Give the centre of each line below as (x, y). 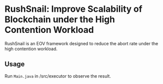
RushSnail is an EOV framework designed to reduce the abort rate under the (81, 43)
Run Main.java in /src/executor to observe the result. (58, 76)
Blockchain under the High (60, 19)
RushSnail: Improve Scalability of (74, 9)
